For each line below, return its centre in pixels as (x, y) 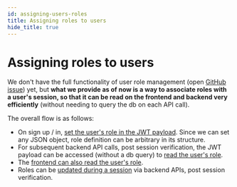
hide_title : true (33, 27)
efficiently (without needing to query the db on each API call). (99, 105)
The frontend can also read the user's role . (80, 162)
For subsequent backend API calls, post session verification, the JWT (120, 147)
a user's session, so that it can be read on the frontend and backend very (117, 97)
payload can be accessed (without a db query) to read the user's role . (120, 155)
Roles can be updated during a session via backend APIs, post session (121, 170)
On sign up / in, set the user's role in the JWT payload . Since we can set (123, 132)
